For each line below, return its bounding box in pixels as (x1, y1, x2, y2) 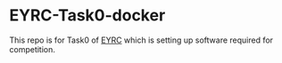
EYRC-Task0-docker (9, 5, 166, 26)
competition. (9, 43, 56, 54)
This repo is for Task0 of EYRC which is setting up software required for (9, 35, 274, 45)
